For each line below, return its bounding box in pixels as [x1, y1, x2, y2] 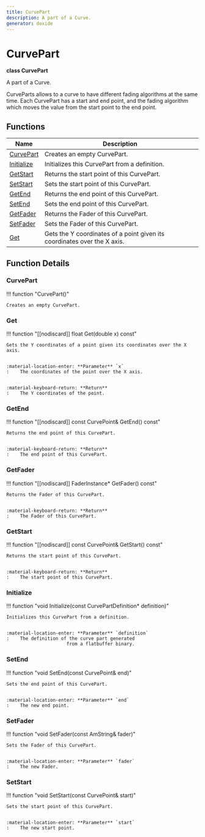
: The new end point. [6, 702, 70, 708]
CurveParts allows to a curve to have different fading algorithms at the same [6, 91, 198, 98]
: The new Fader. [6, 764, 59, 770]
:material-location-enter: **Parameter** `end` [6, 697, 130, 703]
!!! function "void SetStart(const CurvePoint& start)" [6, 792, 136, 799]
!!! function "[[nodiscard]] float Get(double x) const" [6, 330, 137, 337]
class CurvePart [6, 67, 48, 74]
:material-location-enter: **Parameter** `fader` [6, 758, 135, 764]
